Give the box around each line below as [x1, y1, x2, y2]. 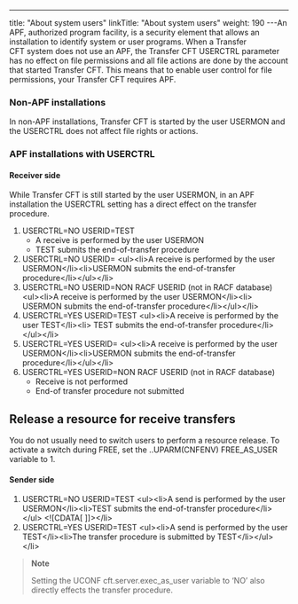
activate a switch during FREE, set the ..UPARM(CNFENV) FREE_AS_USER [9, 444, 278, 455]
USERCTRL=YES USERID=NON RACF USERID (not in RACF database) [21, 367, 276, 378]
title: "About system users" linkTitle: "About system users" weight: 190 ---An [9, 18, 288, 27]
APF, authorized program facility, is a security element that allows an [9, 27, 260, 37]
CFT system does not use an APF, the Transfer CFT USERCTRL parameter [9, 46, 280, 56]
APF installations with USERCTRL [9, 148, 155, 161]
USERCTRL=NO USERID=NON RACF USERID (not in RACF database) [21, 282, 273, 293]
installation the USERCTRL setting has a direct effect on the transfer [9, 199, 257, 209]
